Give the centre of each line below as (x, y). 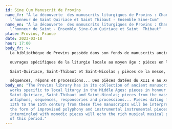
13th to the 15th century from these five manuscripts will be (79, 104)
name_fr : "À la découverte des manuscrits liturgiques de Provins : (81, 15)
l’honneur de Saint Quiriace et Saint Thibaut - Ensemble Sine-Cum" (84, 19)
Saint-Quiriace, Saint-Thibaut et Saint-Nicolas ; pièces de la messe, (88, 71)
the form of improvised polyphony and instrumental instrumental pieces (89, 109)
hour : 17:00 (18, 44)
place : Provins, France (31, 34)
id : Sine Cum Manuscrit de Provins (43, 10)
